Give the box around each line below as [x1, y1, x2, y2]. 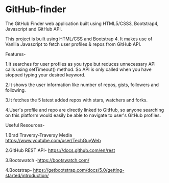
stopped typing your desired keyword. [5, 71, 86, 77]
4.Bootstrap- [5, 167, 32, 173]
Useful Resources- [5, 122, 45, 128]
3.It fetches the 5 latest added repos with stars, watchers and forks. [5, 97, 148, 103]
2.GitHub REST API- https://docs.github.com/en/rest [5, 147, 115, 153]
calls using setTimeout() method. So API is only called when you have [5, 66, 152, 72]
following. [5, 87, 26, 93]
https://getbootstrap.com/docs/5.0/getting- [33, 167, 125, 173]
